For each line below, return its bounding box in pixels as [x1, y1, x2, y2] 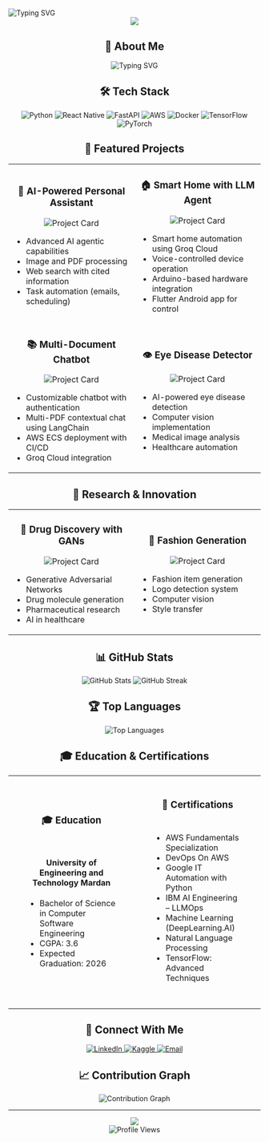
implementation [151, 421, 211, 432]
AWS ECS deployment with [26, 432, 127, 443]
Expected [39, 947, 76, 958]
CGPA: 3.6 [39, 937, 78, 949]
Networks [26, 584, 62, 595]
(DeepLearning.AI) [165, 922, 235, 933]
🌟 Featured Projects [84, 142, 185, 156]
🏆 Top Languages [87, 700, 182, 714]
